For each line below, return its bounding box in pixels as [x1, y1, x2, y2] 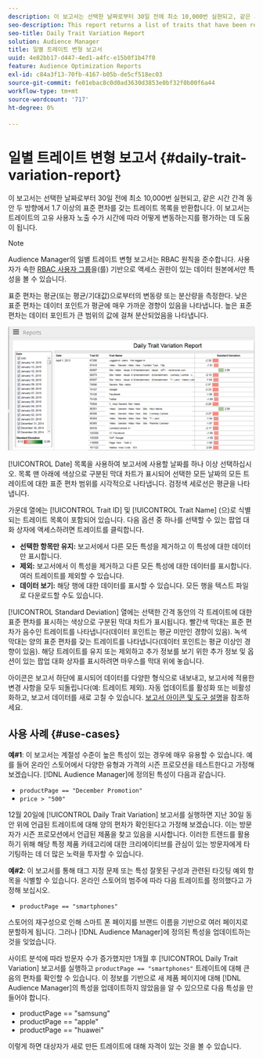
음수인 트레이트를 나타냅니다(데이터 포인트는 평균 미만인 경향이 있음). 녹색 [22, 627, 247, 637]
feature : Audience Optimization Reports [8, 63, 142, 71]
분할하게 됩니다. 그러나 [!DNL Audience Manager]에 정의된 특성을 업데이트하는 [8, 927, 251, 936]
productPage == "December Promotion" [19, 786, 143, 794]
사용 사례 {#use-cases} [8, 728, 121, 741]
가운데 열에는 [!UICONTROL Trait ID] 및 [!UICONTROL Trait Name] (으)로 [8, 505, 237, 515]
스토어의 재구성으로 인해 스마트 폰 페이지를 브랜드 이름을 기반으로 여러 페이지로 [8, 917, 249, 926]
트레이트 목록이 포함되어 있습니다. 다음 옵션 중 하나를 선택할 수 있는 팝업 [22, 515, 242, 525]
